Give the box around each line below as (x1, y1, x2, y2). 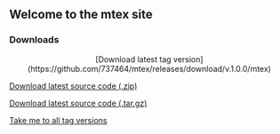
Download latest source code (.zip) (9, 80, 138, 91)
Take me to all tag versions (9, 114, 108, 125)
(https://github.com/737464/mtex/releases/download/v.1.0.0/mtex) (28, 63, 271, 74)
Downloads (9, 34, 60, 46)
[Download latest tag (95, 53, 172, 65)
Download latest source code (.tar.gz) (9, 98, 148, 108)
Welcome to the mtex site (9, 7, 153, 22)
